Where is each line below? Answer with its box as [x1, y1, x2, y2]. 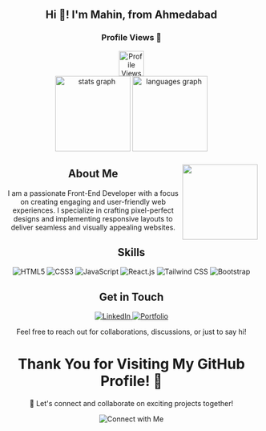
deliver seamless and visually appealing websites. [10, 222, 175, 232]
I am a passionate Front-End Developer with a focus [7, 188, 179, 197]
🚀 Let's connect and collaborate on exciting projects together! [29, 399, 234, 409]
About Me [67, 167, 119, 181]
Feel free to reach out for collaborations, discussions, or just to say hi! [16, 327, 247, 337]
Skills [117, 246, 146, 259]
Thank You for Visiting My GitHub [18, 355, 245, 373]
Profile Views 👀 [101, 32, 162, 43]
